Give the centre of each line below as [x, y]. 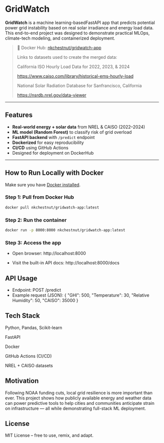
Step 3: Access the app [33, 242]
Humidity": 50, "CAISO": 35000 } [45, 301]
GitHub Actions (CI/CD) [29, 356]
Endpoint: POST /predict [37, 290]
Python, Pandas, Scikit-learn [34, 327]
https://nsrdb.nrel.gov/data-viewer [52, 95]
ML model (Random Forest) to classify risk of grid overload [72, 132]
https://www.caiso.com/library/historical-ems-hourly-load [75, 76]
